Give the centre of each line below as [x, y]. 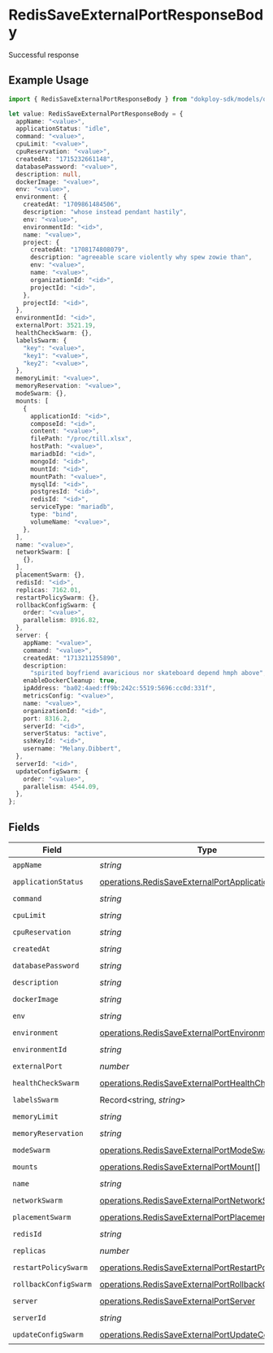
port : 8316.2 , [47, 718]
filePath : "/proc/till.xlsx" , [81, 439]
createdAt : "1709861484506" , [72, 205]
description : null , [49, 174]
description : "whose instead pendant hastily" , [105, 212]
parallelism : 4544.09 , [61, 786]
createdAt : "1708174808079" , [79, 250]
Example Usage [49, 80]
